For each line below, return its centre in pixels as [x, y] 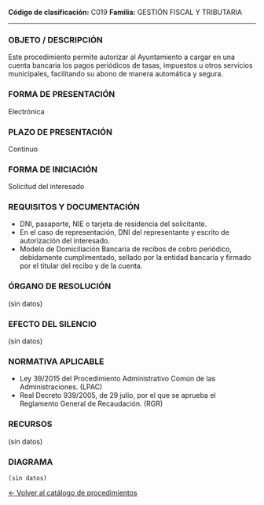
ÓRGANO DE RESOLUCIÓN [60, 286]
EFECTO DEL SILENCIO [52, 324]
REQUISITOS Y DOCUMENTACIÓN [74, 207]
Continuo [23, 149]
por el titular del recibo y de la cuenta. [81, 266]
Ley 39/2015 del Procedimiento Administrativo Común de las [117, 379]
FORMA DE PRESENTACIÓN [62, 95]
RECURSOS [30, 424]
